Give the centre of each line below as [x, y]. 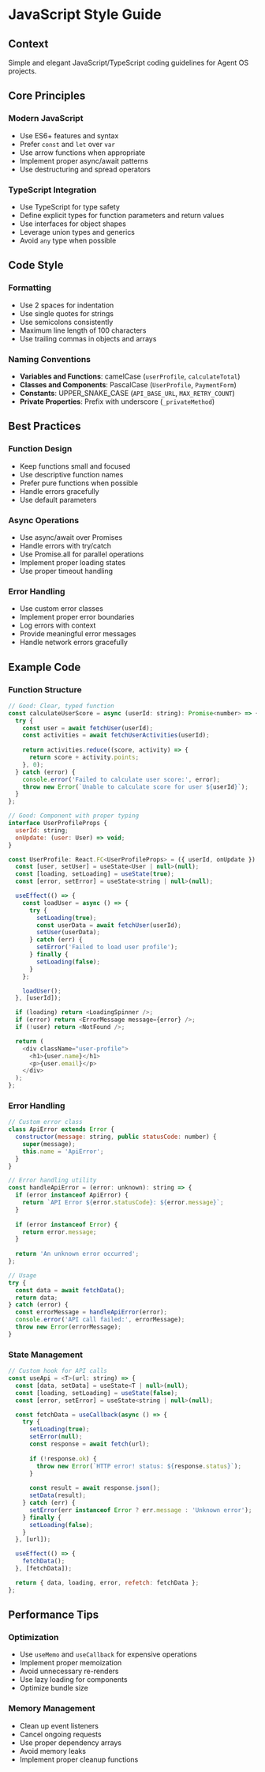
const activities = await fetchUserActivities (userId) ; [116, 735]
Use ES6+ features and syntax [69, 135]
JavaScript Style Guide [85, 15]
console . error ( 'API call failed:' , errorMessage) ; [100, 1320]
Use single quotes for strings [67, 313]
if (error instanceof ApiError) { [72, 1195]
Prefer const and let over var [67, 144]
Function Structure [45, 689]
